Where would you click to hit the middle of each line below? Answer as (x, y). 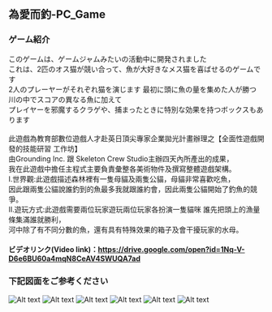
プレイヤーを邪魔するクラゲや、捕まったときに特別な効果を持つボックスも (133, 109)
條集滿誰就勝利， (37, 219)
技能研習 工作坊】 (52, 148)
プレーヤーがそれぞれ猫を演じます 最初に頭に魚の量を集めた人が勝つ (142, 89)
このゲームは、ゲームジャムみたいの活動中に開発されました (108, 58)
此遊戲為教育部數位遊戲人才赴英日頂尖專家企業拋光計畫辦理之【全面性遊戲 (133, 138)
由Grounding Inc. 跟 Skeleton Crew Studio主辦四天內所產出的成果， (121, 158)
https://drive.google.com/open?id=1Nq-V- (171, 250)
